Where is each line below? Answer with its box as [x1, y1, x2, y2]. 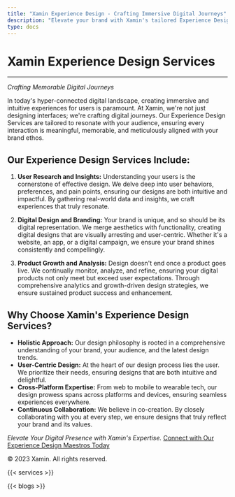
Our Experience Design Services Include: [7, 154, 190, 166]
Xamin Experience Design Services [7, 53, 215, 69]
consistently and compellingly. [17, 245, 106, 254]
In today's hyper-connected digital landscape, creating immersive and [7, 96, 209, 105]
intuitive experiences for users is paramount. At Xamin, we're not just [7, 104, 206, 113]
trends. [17, 353, 38, 361]
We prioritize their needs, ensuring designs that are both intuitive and [17, 368, 217, 376]
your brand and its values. [17, 420, 93, 428]
